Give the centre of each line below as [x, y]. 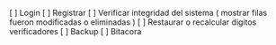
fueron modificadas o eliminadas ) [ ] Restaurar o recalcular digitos [133, 22]
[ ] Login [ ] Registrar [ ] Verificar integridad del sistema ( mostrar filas [138, 13]
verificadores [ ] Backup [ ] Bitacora [76, 31]
